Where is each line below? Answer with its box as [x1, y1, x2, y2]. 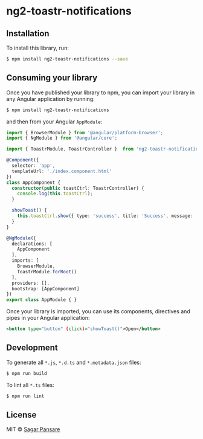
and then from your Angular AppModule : [6, 118, 103, 125]
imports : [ [11, 258, 39, 264]
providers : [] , [11, 280, 50, 286]
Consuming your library [6, 73, 98, 83]
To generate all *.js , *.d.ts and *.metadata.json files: [6, 359, 141, 366]
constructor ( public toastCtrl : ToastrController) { [11, 185, 145, 191]
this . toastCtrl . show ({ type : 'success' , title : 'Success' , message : [17, 213, 193, 219]
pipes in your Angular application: [6, 314, 90, 322]
